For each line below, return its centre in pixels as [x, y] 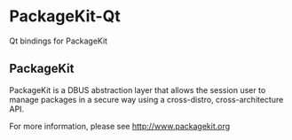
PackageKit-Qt [65, 16]
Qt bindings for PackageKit [59, 41]
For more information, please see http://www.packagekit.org [120, 126]
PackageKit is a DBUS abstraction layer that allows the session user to [138, 89]
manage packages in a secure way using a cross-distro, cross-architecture [146, 99]
